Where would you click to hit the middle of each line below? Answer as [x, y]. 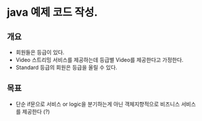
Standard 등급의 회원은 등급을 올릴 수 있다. [66, 67]
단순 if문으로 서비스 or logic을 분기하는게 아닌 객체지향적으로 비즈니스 [98, 104]
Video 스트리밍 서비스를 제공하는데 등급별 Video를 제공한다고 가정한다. [99, 60]
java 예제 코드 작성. [52, 12]
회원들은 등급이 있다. [40, 52]
